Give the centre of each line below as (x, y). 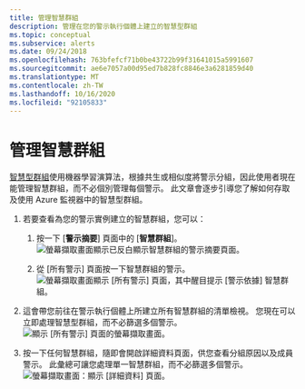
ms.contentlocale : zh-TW (56, 85)
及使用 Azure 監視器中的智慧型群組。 (79, 200)
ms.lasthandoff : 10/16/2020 (63, 94)
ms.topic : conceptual (50, 35)
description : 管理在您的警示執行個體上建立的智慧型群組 (103, 26)
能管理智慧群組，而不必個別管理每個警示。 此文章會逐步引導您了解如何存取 (150, 188)
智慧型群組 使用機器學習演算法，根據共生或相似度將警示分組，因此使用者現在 (152, 177)
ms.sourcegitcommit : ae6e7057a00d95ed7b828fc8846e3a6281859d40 (132, 69)
